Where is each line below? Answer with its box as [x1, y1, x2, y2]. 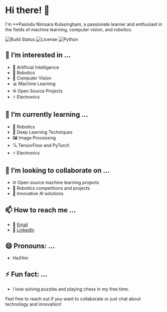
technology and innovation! [5, 301, 62, 307]
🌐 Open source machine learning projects [12, 180, 99, 186]
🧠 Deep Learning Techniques [12, 129, 73, 135]
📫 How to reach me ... [5, 206, 76, 214]
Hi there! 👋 [5, 5, 50, 16]
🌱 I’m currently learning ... [5, 110, 89, 119]
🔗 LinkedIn [12, 227, 35, 233]
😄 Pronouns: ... [5, 242, 55, 250]
